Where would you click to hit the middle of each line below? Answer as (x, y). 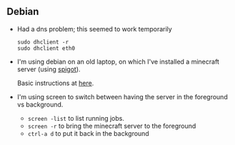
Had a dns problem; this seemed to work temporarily (94, 29)
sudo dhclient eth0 (46, 48)
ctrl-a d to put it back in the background (88, 133)
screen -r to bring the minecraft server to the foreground (112, 126)
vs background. (40, 104)
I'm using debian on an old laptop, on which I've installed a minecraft (118, 61)
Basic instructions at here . (55, 83)
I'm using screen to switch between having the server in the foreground (122, 96)
